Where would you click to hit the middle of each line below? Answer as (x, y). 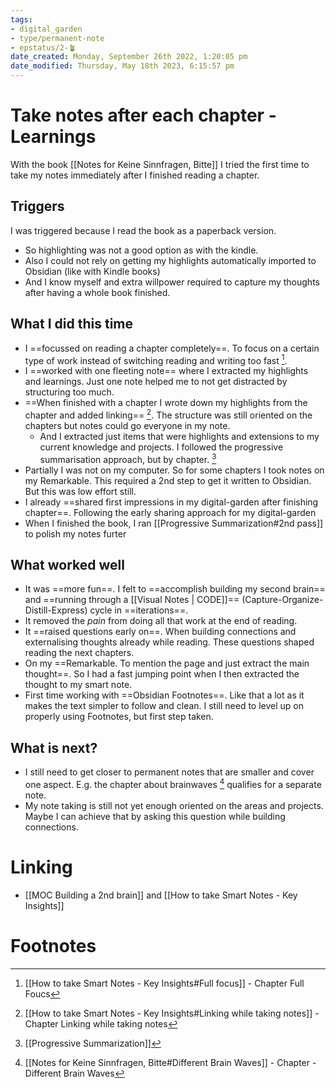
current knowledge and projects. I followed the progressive (161, 447)
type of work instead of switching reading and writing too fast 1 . (156, 359)
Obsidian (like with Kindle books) (92, 271)
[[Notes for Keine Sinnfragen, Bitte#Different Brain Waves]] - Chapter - (170, 1062)
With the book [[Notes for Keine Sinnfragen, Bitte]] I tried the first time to (160, 164)
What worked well (67, 564)
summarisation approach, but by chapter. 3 (128, 458)
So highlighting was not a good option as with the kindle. (141, 250)
